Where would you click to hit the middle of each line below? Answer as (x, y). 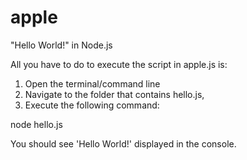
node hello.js (36, 124)
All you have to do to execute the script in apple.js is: (119, 64)
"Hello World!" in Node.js (61, 45)
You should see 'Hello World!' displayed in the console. (123, 143)
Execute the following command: (92, 105)
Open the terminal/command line (92, 83)
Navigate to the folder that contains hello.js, (114, 94)
